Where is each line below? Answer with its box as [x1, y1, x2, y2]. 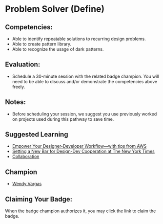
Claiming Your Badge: [5, 195, 72, 203]
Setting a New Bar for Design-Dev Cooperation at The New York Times [12, 148, 155, 155]
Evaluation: [5, 60, 41, 69]
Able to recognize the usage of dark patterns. [12, 46, 104, 52]
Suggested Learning [5, 131, 68, 139]
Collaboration [12, 154, 40, 159]
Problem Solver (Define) [5, 3, 105, 15]
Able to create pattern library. [12, 41, 72, 47]
